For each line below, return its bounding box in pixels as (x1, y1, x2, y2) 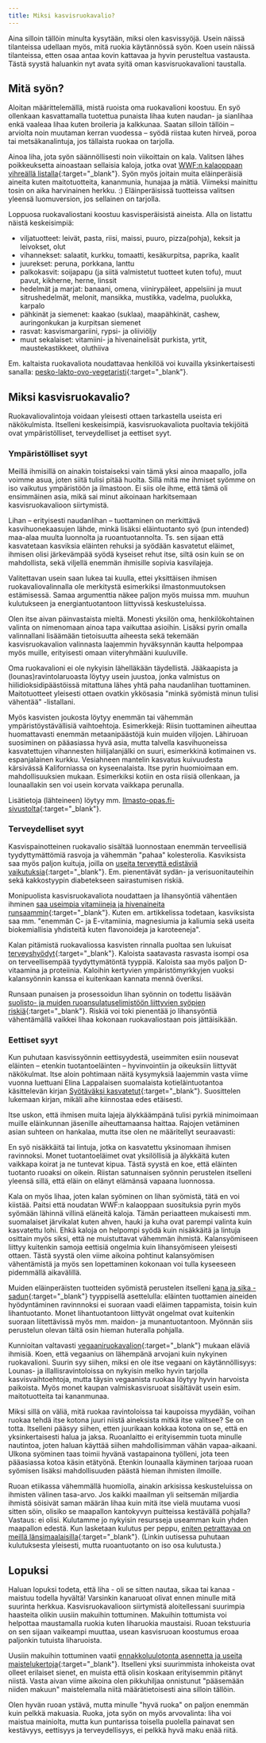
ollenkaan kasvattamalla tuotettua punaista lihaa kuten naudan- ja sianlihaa (8, 111, 253, 121)
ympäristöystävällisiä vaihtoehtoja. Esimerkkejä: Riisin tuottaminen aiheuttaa (8, 720, 256, 730)
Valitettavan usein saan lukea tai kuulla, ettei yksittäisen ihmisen (8, 573, 217, 583)
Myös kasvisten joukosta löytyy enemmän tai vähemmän (8, 712, 193, 722)
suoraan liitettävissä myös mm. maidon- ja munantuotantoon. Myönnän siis (8, 1317, 253, 1326)
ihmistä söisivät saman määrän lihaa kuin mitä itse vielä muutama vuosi (8, 1498, 241, 1508)
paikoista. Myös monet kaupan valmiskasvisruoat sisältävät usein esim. (8, 1383, 241, 1392)
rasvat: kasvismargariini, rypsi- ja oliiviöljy (19, 327, 157, 336)
